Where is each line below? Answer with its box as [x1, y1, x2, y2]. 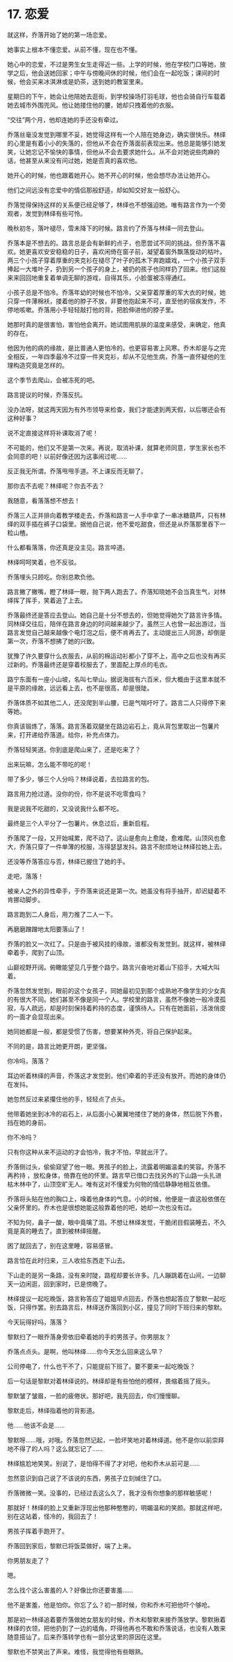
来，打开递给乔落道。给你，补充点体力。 [7, 730, 123, 739]
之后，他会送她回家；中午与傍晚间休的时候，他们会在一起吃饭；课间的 [12, 69, 214, 77]
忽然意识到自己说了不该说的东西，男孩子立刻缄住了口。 [7, 1474, 165, 1482]
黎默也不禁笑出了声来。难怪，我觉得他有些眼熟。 [7, 1647, 147, 1656]
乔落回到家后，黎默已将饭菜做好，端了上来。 [7, 1541, 135, 1550]
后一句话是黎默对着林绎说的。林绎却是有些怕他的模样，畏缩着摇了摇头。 [7, 1377, 214, 1385]
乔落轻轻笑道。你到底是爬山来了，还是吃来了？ [7, 745, 141, 754]
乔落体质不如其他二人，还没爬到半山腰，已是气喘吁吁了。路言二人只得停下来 [7, 698, 226, 706]
